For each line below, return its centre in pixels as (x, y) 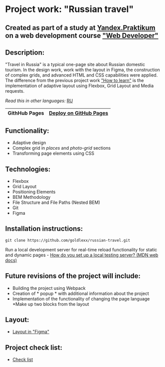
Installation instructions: (44, 229)
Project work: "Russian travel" (69, 9)
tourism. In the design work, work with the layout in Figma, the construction (83, 70)
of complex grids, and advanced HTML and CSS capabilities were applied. (82, 75)
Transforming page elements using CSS (53, 153)
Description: (25, 52)
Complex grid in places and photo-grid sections (62, 148)
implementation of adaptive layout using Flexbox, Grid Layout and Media (80, 86)
